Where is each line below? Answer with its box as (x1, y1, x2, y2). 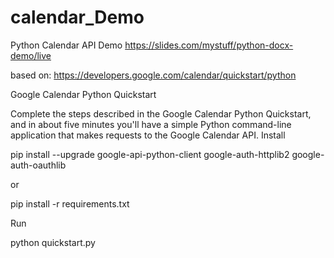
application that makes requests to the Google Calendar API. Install (10, 129, 286, 141)
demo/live (10, 49, 52, 61)
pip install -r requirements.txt (10, 197, 130, 210)
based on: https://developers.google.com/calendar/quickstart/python (10, 69, 297, 81)
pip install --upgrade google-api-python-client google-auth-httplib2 (10, 148, 290, 160)
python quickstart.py (10, 236, 96, 248)
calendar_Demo (10, 6, 145, 29)
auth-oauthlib (10, 159, 67, 171)
